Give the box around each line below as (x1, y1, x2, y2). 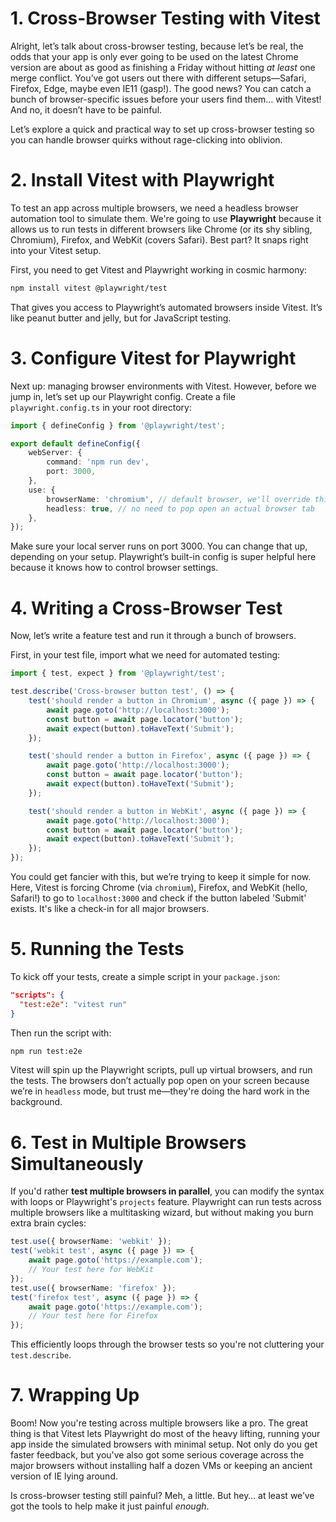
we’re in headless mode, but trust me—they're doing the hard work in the (10, 1085, 310, 1097)
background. (10, 1096, 63, 1108)
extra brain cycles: (10, 1217, 87, 1229)
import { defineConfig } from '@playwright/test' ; (10, 420, 226, 431)
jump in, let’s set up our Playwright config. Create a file (10, 390, 237, 402)
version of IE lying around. (10, 1470, 118, 1482)
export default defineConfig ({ (10, 438, 141, 449)
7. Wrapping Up (10, 1384, 140, 1407)
